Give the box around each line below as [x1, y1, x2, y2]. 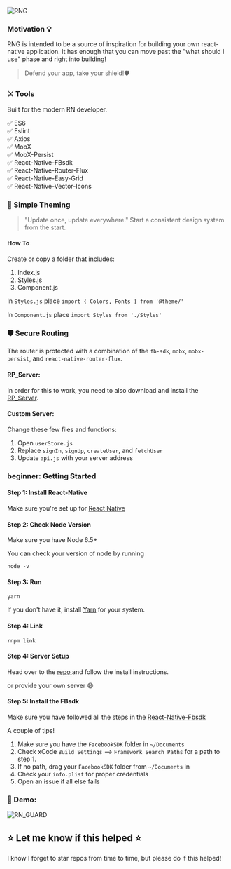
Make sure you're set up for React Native [7, 504, 126, 512]
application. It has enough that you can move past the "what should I [26, 48, 225, 56]
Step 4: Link [7, 621, 43, 630]
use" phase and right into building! [7, 55, 107, 63]
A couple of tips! [7, 726, 55, 734]
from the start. [24, 223, 66, 231]
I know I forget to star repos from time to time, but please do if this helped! [7, 854, 222, 863]
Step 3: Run [7, 577, 42, 586]
